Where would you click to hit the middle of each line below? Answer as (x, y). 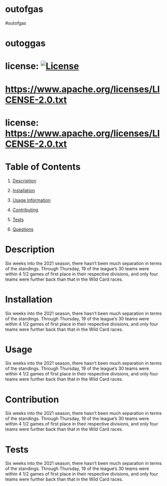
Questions (23, 229)
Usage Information (31, 200)
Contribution (32, 399)
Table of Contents (43, 167)
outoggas (25, 43)
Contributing (25, 210)
